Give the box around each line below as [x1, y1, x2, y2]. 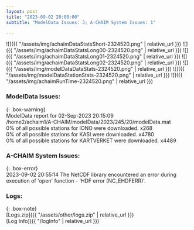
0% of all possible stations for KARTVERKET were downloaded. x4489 [6, 137, 177, 144]
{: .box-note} [6, 205, 37, 212]
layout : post [6, 8, 38, 15]
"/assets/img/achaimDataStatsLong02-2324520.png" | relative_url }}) [13, 59, 182, 66]
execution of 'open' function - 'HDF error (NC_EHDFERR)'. [6, 177, 147, 184]
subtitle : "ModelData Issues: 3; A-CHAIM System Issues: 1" [6, 19, 156, 25]
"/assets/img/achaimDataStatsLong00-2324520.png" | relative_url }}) [13, 47, 182, 54]
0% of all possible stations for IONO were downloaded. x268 [6, 124, 153, 132]
